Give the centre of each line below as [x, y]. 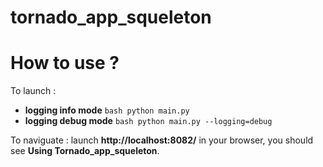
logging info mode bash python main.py [107, 110]
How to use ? [65, 63]
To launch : [33, 91]
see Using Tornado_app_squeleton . [85, 151]
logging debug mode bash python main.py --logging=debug [148, 121]
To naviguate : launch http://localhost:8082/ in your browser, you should [162, 140]
